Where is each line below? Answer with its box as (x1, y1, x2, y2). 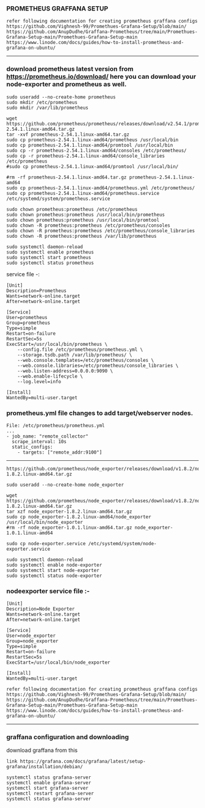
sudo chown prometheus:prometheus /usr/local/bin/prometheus (6, 211, 165, 218)
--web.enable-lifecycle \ (17, 373, 84, 380)
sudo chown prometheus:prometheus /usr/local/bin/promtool (6, 217, 160, 223)
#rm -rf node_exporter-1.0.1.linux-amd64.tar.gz (6, 524, 132, 531)
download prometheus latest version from (6, 65, 134, 73)
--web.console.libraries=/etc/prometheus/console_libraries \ (17, 362, 179, 369)
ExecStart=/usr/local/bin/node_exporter (6, 659, 111, 666)
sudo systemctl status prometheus (6, 260, 95, 266)
